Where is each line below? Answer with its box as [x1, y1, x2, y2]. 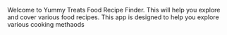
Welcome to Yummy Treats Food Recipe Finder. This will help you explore [7, 6, 221, 14]
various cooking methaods [7, 21, 85, 28]
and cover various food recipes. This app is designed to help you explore [7, 13, 220, 21]
